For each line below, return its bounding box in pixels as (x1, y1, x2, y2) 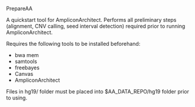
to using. (6, 94, 28, 101)
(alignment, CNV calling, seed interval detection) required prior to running (6, 23, 186, 29)
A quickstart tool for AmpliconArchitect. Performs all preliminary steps (6, 16, 177, 23)
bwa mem (14, 52, 40, 58)
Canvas (14, 71, 34, 77)
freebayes (14, 64, 40, 71)
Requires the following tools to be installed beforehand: (6, 41, 141, 47)
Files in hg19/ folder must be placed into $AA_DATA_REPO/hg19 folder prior (6, 88, 190, 95)
